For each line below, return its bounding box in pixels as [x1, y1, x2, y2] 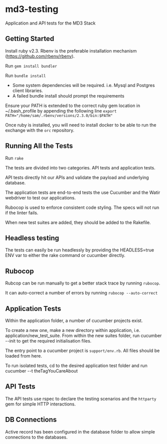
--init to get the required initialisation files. [5, 338, 91, 343]
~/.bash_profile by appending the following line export [5, 107, 117, 113]
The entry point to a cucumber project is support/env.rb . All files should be [5, 347, 160, 353]
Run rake [5, 155, 24, 161]
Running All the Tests [5, 141, 73, 150]
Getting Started [5, 34, 54, 43]
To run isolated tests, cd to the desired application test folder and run [5, 362, 147, 368]
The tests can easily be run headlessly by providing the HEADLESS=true [5, 247, 154, 253]
